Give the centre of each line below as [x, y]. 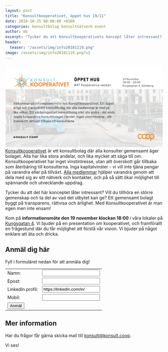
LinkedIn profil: [23, 289]
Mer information [31, 323]
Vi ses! [12, 345]
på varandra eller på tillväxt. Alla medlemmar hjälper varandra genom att [79, 172]
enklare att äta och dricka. [32, 234]
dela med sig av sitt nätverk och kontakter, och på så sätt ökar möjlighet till [82, 177]
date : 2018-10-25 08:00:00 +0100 [40, 21]
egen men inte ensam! [28, 208]
